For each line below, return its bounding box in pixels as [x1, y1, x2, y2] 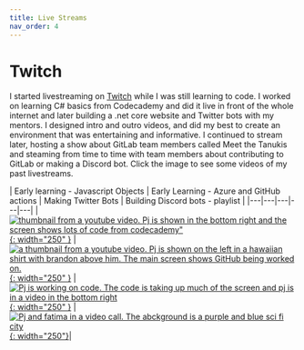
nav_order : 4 [9, 22, 59, 31]
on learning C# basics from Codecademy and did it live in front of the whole [9, 101, 294, 112]
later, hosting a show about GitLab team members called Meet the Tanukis [9, 139, 288, 150]
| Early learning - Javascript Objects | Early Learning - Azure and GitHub [9, 185, 280, 196]
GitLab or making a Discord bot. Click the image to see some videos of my [9, 158, 288, 169]
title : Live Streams [9, 13, 88, 23]
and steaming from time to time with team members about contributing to [9, 149, 284, 160]
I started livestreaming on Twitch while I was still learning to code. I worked [9, 91, 291, 102]
